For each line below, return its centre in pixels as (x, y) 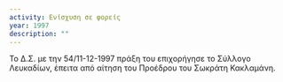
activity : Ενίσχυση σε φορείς (65, 17)
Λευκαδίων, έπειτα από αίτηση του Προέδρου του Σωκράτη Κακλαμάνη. (142, 68)
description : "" (39, 34)
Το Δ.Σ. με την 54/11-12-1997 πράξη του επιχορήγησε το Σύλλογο (130, 59)
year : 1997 (29, 26)
